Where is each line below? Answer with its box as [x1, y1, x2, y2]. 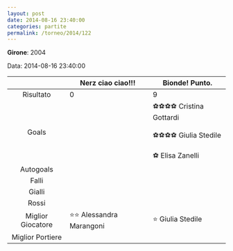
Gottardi [152, 113, 180, 122]
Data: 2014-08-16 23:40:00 [7, 62, 86, 70]
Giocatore [20, 219, 53, 229]
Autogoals [19, 165, 53, 174]
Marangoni [69, 221, 105, 231]
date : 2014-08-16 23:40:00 [7, 17, 85, 24]
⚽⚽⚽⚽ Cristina [152, 102, 205, 111]
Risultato [22, 90, 51, 100]
